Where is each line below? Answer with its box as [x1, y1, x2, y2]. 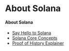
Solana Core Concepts [12, 35, 57, 41]
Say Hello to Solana [12, 30, 52, 36]
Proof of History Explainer [12, 40, 64, 46]
